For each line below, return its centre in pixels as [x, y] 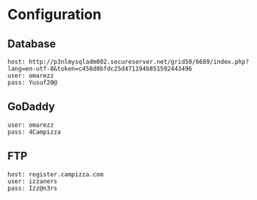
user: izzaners [33, 181]
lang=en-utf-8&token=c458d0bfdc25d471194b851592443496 [100, 69]
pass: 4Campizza [34, 132]
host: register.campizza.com [56, 174]
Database [32, 44]
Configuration [55, 15]
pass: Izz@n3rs [33, 188]
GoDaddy [31, 107]
